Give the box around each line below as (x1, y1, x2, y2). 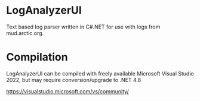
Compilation (6, 50, 68, 64)
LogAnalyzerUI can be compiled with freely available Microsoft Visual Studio (6, 70, 194, 77)
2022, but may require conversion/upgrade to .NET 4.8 (6, 76, 141, 83)
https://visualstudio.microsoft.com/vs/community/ (6, 87, 130, 95)
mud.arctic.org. (6, 29, 44, 36)
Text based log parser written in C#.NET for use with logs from (6, 23, 161, 30)
